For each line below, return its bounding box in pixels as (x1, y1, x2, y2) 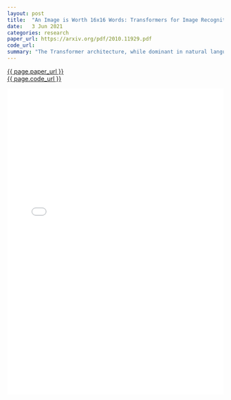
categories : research (7, 29, 69, 36)
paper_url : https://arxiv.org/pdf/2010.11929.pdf (7, 36, 153, 43)
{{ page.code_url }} (7, 74, 62, 82)
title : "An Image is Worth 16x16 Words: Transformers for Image (7, 16, 198, 23)
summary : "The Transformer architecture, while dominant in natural (7, 49, 208, 56)
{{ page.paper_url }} (7, 67, 64, 76)
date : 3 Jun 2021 (7, 23, 63, 30)
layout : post (7, 10, 45, 17)
